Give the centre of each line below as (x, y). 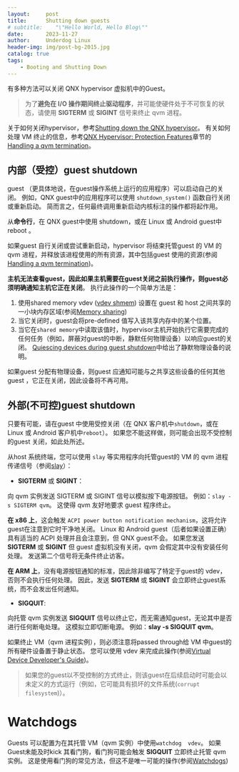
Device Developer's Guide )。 (50, 660)
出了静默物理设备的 (197, 348)
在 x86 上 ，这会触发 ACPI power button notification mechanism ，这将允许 (117, 520)
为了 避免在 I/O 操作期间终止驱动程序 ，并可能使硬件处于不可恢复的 (122, 104)
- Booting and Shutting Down (63, 67)
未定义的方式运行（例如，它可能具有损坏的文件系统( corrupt (112, 684)
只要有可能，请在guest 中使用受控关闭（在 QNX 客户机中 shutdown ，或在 (113, 424)
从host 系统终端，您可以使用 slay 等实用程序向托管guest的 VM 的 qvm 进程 (118, 457)
